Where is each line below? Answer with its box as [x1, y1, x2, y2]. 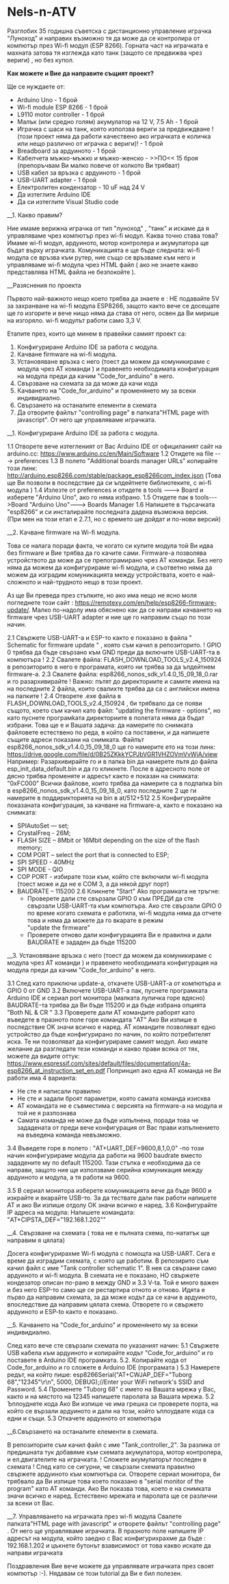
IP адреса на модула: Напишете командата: [7, 1208, 135, 1216]
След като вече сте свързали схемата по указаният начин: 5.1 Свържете [7, 1341, 219, 1350]
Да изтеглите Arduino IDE [16, 190, 91, 199]
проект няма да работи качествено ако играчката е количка [33, 132, 211, 140]
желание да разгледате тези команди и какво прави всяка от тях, [7, 1044, 200, 1052]
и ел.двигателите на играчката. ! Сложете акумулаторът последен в [7, 1455, 207, 1463]
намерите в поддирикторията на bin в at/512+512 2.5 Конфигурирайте [7, 793, 211, 802]
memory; [16, 843, 43, 852]
